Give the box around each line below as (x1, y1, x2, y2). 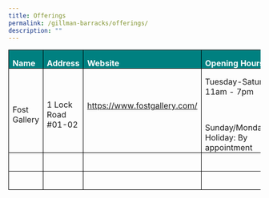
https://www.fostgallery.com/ (86, 101, 198, 112)
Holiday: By (205, 133, 248, 144)
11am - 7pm (205, 86, 254, 97)
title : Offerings (8, 11, 66, 20)
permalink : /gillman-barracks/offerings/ (8, 19, 149, 27)
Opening (205, 57, 239, 69)
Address (46, 57, 80, 69)
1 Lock (46, 99, 74, 110)
